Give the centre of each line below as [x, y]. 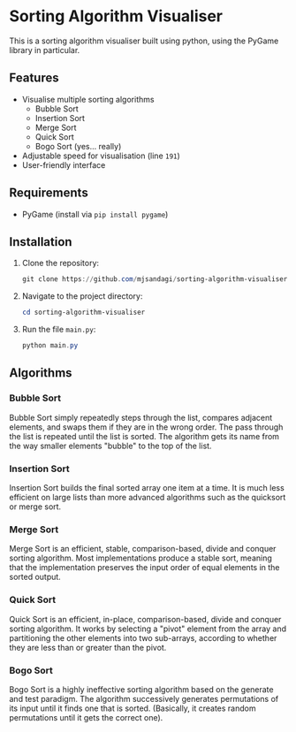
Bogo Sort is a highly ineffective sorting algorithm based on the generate [141, 689]
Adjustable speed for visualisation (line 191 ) [101, 156]
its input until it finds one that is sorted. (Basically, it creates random [133, 708]
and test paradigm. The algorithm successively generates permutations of [144, 698]
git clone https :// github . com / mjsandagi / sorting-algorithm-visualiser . [156, 279]
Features [34, 78]
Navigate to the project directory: [82, 296]
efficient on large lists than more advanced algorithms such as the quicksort [148, 497]
